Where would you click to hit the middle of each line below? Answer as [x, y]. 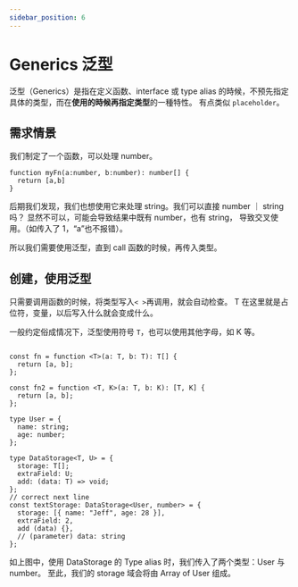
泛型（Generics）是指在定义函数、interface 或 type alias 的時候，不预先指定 [149, 91]
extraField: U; [46, 474]
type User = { [36, 419]
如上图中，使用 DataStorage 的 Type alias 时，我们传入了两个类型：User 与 [147, 562]
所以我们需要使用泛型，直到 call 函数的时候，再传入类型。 [116, 247]
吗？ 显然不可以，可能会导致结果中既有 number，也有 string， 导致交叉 [140, 218]
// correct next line [50, 498]
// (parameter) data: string [71, 537]
